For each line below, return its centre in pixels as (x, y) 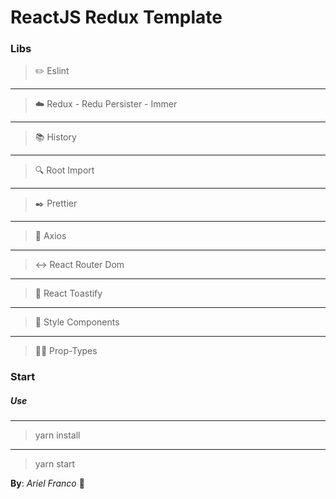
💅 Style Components (77, 322)
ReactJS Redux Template (116, 17)
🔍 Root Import (64, 170)
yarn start (55, 464)
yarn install (57, 435)
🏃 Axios (50, 236)
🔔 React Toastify (68, 293)
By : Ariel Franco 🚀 (47, 483)
